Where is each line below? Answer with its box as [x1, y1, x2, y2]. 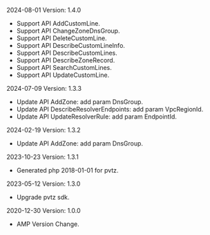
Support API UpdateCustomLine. [16, 71, 110, 79]
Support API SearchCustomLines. [16, 64, 112, 71]
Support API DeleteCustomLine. [16, 34, 108, 42]
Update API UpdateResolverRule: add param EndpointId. [16, 112, 178, 121]
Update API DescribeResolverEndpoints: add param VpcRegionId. [16, 105, 204, 113]
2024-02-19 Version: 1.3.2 [6, 126, 81, 134]
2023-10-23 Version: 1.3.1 [6, 153, 79, 161]
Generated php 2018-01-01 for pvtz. [16, 166, 119, 174]
